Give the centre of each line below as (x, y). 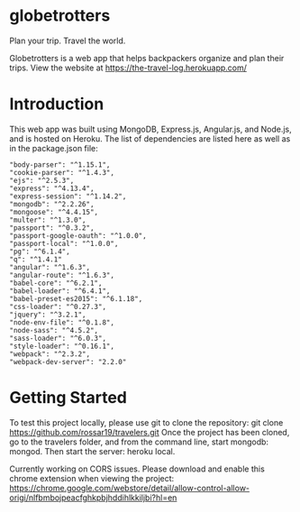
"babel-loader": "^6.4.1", (60, 291)
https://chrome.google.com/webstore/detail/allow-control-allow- (130, 488)
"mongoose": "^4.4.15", (54, 212)
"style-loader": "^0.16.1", (62, 346)
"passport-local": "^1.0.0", (64, 243)
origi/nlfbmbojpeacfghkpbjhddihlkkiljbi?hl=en (93, 498)
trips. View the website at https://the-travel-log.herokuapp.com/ (128, 68)
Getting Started (68, 398)
